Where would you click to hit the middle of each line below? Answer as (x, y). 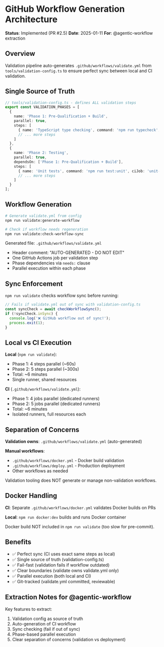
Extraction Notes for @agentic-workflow (68, 597)
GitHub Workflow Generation (65, 9)
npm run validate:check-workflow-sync (44, 234)
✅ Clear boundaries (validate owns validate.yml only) (65, 570)
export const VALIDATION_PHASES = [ (42, 107)
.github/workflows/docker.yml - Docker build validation (68, 461)
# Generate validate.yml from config (43, 216)
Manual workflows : (25, 451)
